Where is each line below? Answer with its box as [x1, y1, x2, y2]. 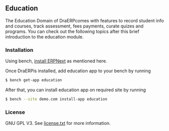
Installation [5, 46, 34, 53]
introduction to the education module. [5, 34, 84, 40]
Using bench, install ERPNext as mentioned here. [5, 58, 107, 64]
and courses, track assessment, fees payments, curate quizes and [5, 23, 144, 29]
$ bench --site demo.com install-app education [5, 96, 108, 102]
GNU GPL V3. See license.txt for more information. [5, 120, 111, 126]
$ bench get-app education [5, 78, 62, 83]
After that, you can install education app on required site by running [5, 86, 146, 93]
